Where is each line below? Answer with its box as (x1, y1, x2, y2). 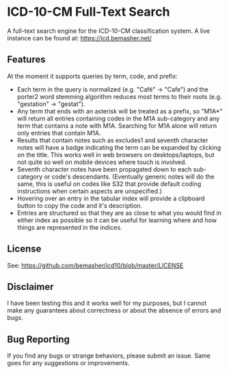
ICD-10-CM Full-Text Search (7, 4, 170, 20)
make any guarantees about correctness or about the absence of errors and (7, 306, 221, 315)
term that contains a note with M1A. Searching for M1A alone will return (16, 121, 217, 130)
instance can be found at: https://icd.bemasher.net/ (7, 34, 152, 42)
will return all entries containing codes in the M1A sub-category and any (16, 114, 220, 122)
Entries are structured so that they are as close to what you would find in (16, 209, 222, 217)
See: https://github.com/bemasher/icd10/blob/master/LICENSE (7, 261, 184, 269)
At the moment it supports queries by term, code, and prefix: (7, 72, 178, 80)
